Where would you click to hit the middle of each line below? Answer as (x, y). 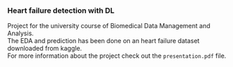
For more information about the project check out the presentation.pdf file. (117, 56)
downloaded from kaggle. (45, 49)
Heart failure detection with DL (61, 11)
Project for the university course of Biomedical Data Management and (109, 26)
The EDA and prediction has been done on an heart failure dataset (103, 41)
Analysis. (20, 33)
